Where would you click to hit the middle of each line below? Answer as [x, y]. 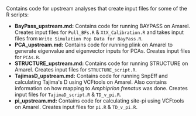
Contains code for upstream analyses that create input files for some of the [97, 8]
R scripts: [18, 15]
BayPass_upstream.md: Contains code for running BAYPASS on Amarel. [102, 26]
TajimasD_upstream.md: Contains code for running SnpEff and [91, 76]
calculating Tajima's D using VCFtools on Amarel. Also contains [91, 82]
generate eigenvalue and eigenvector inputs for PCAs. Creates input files [102, 51]
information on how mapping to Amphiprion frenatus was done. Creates [101, 88]
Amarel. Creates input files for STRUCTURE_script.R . [76, 69]
